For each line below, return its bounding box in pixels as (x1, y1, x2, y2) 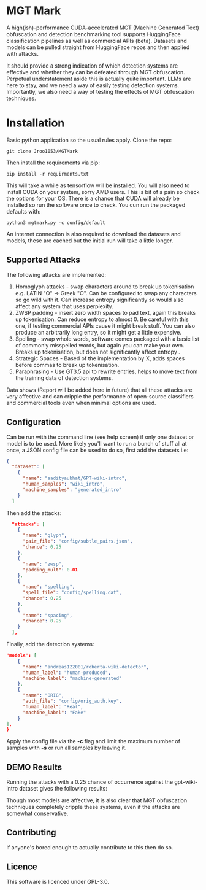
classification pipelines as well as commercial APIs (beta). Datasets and (6, 37, 187, 44)
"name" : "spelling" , (22, 584, 75, 590)
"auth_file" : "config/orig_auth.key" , (22, 698, 122, 704)
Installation (6, 116, 65, 130)
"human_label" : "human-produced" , (22, 670, 112, 676)
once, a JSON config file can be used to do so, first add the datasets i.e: (6, 446, 189, 454)
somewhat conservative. (6, 810, 69, 817)
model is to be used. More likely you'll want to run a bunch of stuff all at (6, 439, 187, 447)
